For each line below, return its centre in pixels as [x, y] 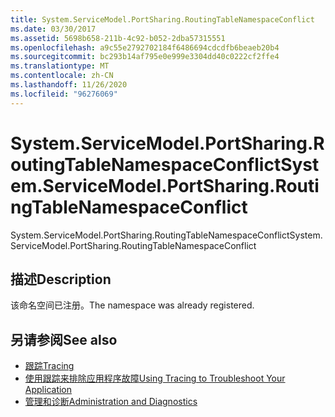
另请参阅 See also [64, 339]
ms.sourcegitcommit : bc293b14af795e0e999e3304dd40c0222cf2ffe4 [145, 57]
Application [48, 390]
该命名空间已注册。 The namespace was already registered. [132, 305]
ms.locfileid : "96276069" [64, 94]
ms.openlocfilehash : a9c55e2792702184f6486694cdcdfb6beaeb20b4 [145, 47]
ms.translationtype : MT [60, 66]
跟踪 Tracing [49, 366]
